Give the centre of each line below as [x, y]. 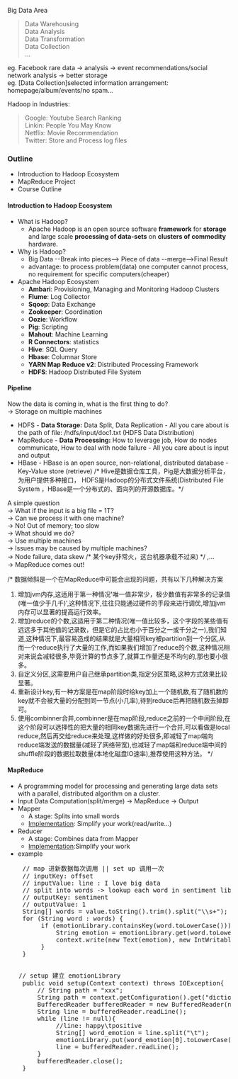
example [30, 854]
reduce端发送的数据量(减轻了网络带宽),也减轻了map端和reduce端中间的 [122, 745]
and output [34, 455]
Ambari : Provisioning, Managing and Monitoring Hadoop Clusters [124, 289]
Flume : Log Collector [59, 296]
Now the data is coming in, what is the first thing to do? [88, 404]
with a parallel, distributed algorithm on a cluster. [89, 793]
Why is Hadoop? [41, 252]
